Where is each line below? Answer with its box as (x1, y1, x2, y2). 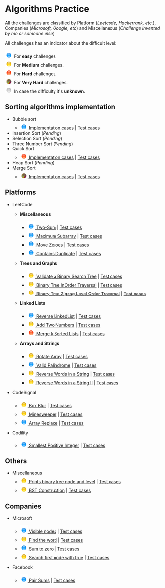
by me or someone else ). (5, 30, 56, 36)
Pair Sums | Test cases (29, 577, 76, 584)
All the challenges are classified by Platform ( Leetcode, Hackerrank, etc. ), (5, 20, 156, 26)
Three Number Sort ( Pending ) (12, 141, 73, 147)
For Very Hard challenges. (14, 79, 68, 85)
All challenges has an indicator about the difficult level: (5, 40, 117, 46)
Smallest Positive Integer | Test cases (29, 442, 106, 448)
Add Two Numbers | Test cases (36, 322, 101, 328)
